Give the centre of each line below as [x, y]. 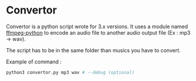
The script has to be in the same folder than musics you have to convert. [93, 50]
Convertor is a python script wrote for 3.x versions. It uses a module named [97, 26]
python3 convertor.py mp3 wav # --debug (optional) [70, 72]
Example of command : [34, 62]
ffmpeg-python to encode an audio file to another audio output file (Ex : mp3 [98, 32]
